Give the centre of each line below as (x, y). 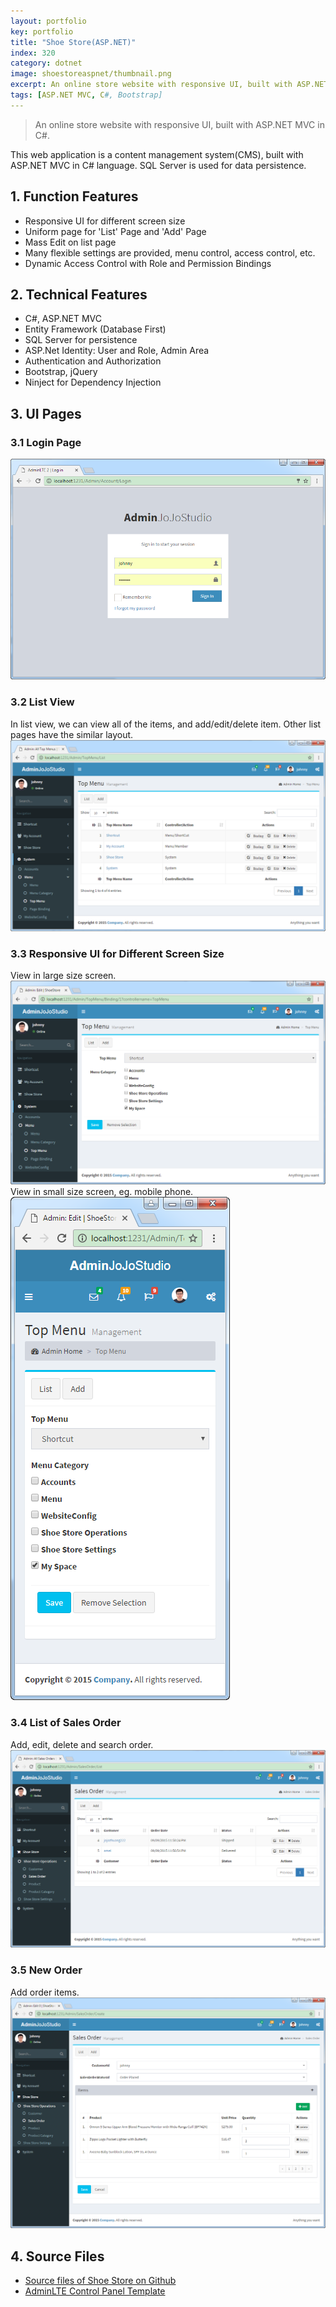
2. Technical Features (79, 294)
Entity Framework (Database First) (95, 329)
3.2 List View (42, 702)
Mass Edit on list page (70, 242)
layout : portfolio (48, 21)
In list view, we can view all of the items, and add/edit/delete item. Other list (166, 724)
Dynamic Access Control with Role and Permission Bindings (148, 263)
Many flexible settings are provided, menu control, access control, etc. (170, 252)
